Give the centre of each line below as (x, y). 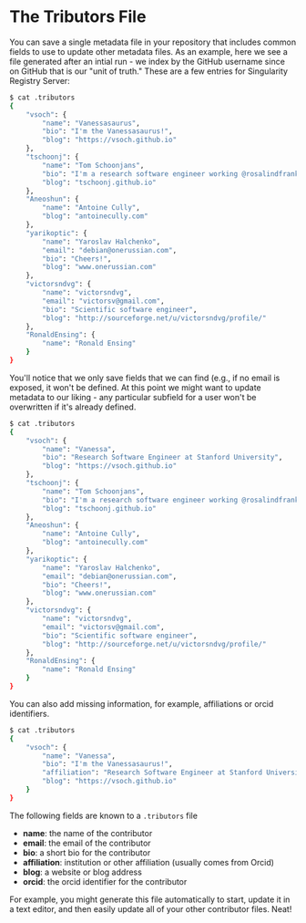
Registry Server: (40, 80)
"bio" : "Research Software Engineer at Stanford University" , (163, 458)
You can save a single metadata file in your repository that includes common (153, 42)
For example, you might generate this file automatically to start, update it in (150, 899)
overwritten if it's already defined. (73, 407)
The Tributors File (78, 17)
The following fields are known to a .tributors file (104, 815)
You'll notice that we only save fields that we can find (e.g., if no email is (145, 378)
